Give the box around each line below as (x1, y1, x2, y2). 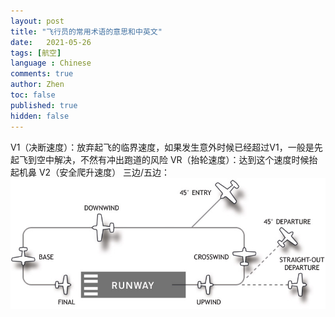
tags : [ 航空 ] (10, 48, 62, 58)
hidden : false (10, 111, 70, 121)
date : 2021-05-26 (10, 37, 92, 47)
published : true (10, 100, 78, 110)
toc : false (10, 90, 56, 100)
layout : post (10, 16, 65, 26)
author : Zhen (10, 80, 65, 90)
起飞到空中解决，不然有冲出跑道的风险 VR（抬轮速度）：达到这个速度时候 (10, 153, 310, 165)
